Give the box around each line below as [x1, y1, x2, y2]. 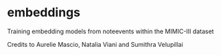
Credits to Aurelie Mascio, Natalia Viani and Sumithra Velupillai [7, 40, 183, 48]
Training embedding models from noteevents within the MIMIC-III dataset [7, 27, 214, 35]
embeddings [7, 5, 81, 20]
